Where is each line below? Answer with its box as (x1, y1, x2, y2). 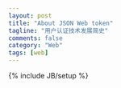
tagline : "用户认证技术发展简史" (8, 26, 109, 34)
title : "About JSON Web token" (8, 19, 114, 27)
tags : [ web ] (8, 49, 48, 57)
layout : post (8, 11, 52, 20)
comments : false (8, 34, 63, 42)
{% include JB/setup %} (8, 71, 89, 80)
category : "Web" (8, 42, 63, 50)
